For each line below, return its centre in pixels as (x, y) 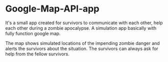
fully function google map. (33, 33)
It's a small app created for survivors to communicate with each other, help (84, 23)
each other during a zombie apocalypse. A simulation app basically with (81, 28)
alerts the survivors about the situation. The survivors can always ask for (82, 48)
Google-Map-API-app (52, 9)
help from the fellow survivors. (38, 54)
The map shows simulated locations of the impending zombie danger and (82, 43)
